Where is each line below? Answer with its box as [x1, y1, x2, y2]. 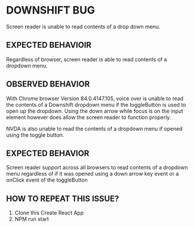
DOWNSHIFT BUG [6, 4, 96, 17]
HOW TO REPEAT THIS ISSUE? [6, 193, 119, 203]
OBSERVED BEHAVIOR [6, 79, 90, 89]
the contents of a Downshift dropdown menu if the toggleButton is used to [6, 101, 186, 108]
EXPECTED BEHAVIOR [6, 148, 90, 158]
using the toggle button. [6, 131, 64, 139]
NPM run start [14, 216, 49, 223]
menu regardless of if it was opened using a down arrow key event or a [6, 170, 179, 177]
